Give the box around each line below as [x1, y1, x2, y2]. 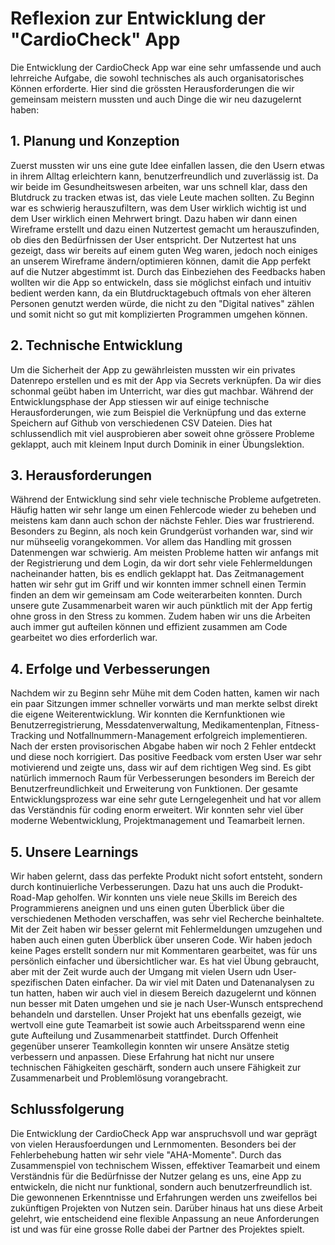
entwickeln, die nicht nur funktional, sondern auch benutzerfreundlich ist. [10, 1180, 313, 1192]
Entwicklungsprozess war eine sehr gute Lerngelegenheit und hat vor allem [10, 793, 322, 806]
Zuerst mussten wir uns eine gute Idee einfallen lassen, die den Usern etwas [10, 159, 325, 171]
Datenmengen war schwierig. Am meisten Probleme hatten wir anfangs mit [10, 547, 319, 559]
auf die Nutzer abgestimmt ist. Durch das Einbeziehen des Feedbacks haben [10, 265, 326, 277]
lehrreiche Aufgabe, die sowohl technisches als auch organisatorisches [10, 72, 305, 84]
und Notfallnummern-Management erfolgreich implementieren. [48, 730, 308, 742]
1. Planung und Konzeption [10, 133, 180, 150]
